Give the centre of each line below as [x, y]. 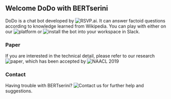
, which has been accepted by [54, 61]
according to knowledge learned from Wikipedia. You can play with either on [86, 26]
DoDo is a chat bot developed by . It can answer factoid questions [86, 20]
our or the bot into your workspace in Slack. [73, 31]
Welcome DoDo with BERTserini [57, 8]
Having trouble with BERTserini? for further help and [75, 86]
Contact [16, 75]
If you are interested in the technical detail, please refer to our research [80, 56]
